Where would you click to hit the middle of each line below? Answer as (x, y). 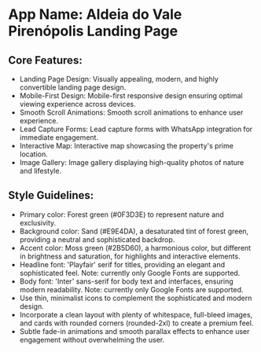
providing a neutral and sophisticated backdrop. (97, 239)
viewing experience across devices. (77, 104)
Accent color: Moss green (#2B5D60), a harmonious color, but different (135, 247)
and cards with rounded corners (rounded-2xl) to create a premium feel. (136, 323)
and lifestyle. (40, 171)
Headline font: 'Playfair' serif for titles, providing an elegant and (122, 264)
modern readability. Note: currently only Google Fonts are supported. (131, 289)
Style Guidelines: (51, 195)
